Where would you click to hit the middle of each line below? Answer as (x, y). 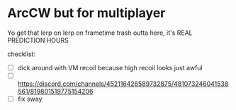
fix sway (30, 99)
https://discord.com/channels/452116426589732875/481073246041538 (123, 84)
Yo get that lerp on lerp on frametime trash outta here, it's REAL (100, 33)
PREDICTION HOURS (38, 40)
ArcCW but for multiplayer (86, 13)
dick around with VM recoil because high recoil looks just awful (110, 67)
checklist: (21, 54)
